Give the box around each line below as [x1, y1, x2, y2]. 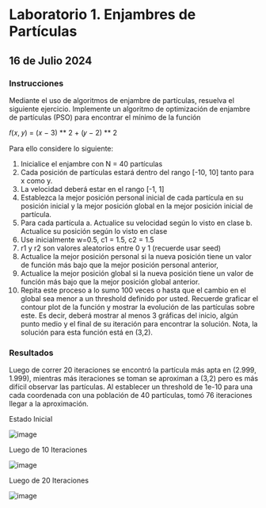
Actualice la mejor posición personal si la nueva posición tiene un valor [20, 251, 253, 261]
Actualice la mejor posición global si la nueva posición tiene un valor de [20, 268, 254, 278]
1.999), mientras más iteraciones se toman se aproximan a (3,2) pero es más [9, 374, 259, 384]
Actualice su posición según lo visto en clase [20, 226, 168, 235]
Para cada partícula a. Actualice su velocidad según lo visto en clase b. [20, 218, 253, 227]
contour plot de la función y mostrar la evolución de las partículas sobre [20, 302, 256, 311]
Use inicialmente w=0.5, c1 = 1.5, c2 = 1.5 [20, 235, 154, 244]
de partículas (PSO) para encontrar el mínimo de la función [9, 113, 201, 122]
